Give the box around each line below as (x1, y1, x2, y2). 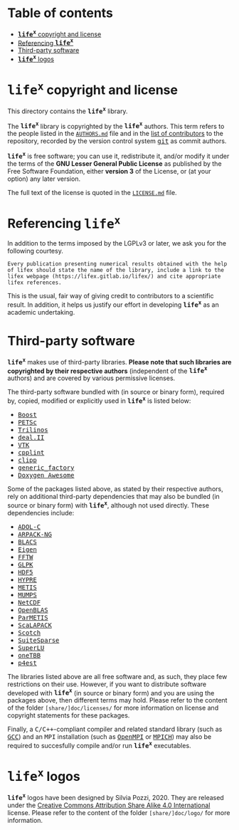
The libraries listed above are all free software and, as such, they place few (7, 672, 228, 681)
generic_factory (17, 463, 75, 471)
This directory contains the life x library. (7, 105, 128, 115)
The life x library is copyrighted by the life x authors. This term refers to (7, 120, 225, 130)
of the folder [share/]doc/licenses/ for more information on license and (7, 703, 219, 713)
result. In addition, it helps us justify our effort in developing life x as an (7, 299, 219, 309)
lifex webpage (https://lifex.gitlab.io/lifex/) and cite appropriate (7, 273, 221, 280)
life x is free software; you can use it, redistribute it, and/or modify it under (7, 151, 230, 161)
